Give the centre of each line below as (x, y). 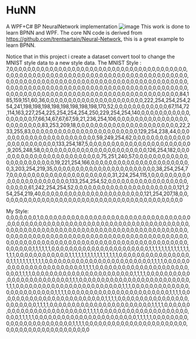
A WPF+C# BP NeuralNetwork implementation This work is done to (98, 26)
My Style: (18, 211)
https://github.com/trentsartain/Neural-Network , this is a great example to (95, 39)
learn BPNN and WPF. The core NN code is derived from (74, 32)
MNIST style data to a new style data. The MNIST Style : (74, 63)
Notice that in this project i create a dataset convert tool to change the (91, 56)
